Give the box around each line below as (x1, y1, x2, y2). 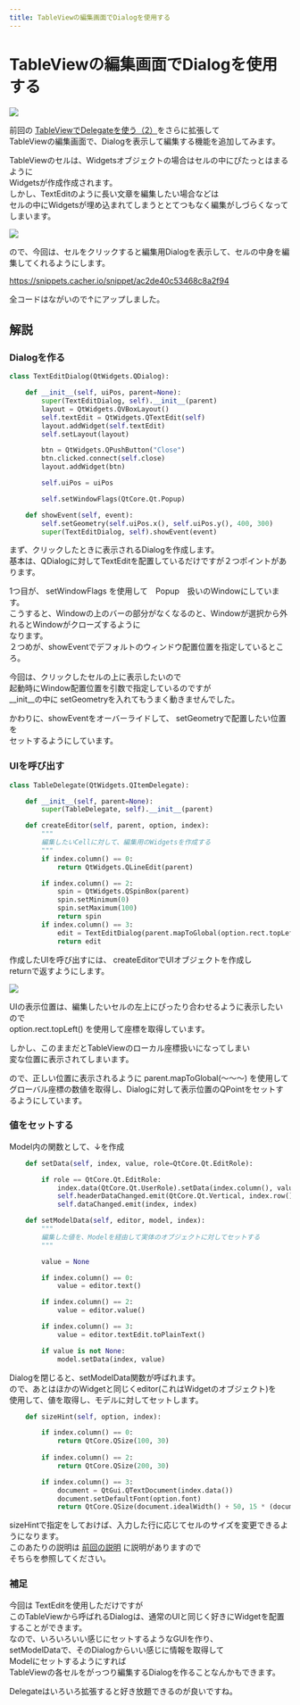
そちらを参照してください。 (9, 1553, 112, 1564)
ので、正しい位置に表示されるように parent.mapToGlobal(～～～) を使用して (9, 1072, 288, 1083)
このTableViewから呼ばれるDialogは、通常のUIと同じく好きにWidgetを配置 (9, 1610, 285, 1621)
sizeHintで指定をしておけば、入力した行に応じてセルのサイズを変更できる (9, 1519, 281, 1531)
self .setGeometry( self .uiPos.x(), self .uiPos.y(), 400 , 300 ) (41, 519, 274, 528)
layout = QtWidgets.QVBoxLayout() (41, 404, 170, 413)
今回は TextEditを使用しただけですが (9, 1600, 144, 1610)
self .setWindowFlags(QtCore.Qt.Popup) (41, 495, 186, 503)
